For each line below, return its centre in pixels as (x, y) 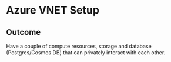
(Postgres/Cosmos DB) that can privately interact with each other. (86, 53)
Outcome (24, 32)
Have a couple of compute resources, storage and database (79, 46)
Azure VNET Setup (53, 10)
